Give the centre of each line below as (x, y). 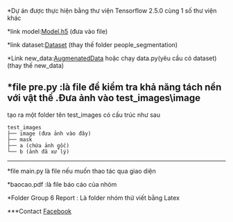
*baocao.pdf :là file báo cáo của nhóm (62, 184)
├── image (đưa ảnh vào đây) (49, 133)
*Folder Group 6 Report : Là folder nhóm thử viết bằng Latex (94, 198)
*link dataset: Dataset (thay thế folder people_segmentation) (93, 45)
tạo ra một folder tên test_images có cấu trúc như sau (84, 115)
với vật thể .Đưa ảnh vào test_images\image (104, 98)
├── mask (20, 139)
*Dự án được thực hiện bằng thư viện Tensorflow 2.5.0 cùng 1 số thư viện (112, 11)
